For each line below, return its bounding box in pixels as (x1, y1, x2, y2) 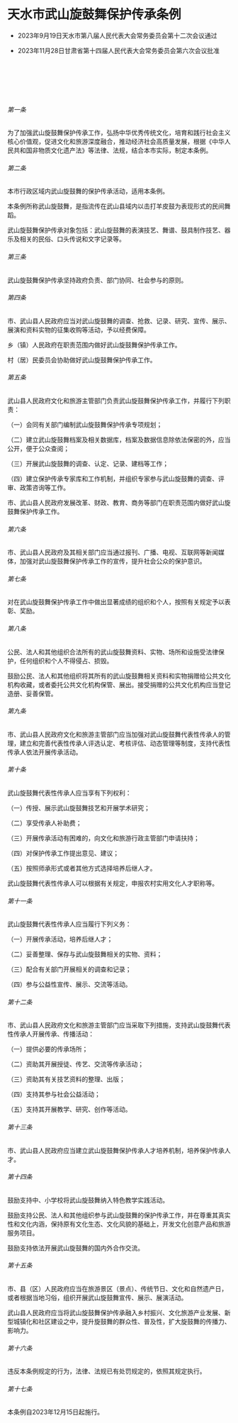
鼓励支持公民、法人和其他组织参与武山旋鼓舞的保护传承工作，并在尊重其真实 (7, 1210, 231, 1220)
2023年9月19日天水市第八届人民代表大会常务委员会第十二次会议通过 (17, 31, 217, 40)
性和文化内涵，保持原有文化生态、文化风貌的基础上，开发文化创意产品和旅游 (7, 1220, 231, 1228)
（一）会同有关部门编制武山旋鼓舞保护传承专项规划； (7, 420, 163, 429)
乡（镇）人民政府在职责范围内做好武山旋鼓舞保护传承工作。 (7, 340, 181, 349)
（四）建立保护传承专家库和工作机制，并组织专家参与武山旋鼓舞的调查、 (7, 474, 218, 483)
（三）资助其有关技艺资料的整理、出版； (7, 1075, 125, 1083)
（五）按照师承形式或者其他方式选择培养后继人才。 (7, 864, 157, 872)
